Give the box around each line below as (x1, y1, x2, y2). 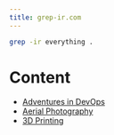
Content (9, 67, 71, 87)
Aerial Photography (21, 106, 94, 116)
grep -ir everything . (9, 37, 94, 46)
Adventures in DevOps (21, 97, 105, 107)
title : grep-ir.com (9, 12, 82, 22)
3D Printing (21, 115, 64, 126)
